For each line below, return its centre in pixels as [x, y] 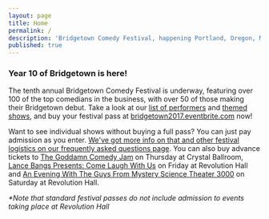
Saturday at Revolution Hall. [54, 183]
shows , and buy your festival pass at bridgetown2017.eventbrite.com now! [130, 116]
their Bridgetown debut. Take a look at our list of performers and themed [128, 108]
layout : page [30, 16]
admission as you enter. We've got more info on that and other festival [124, 140]
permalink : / [30, 30]
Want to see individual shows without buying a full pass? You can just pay [130, 132]
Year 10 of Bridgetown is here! [68, 74]
